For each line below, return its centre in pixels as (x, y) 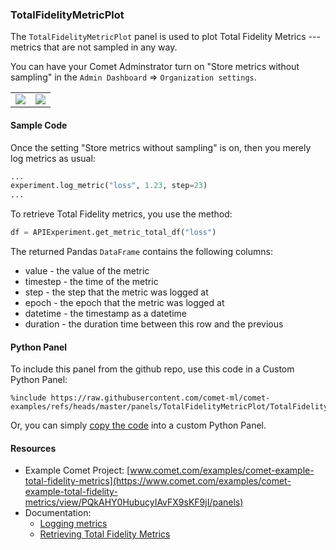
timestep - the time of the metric (91, 281)
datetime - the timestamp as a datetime (105, 313)
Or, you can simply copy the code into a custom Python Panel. (138, 425)
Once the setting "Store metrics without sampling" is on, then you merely (161, 147)
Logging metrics (73, 524)
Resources (33, 448)
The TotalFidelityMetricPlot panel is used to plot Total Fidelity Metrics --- (165, 37)
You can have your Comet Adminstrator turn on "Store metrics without (155, 67)
